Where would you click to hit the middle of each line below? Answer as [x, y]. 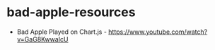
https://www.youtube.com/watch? [158, 32]
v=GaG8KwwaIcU [42, 39]
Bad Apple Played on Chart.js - [62, 32]
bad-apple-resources [71, 12]
